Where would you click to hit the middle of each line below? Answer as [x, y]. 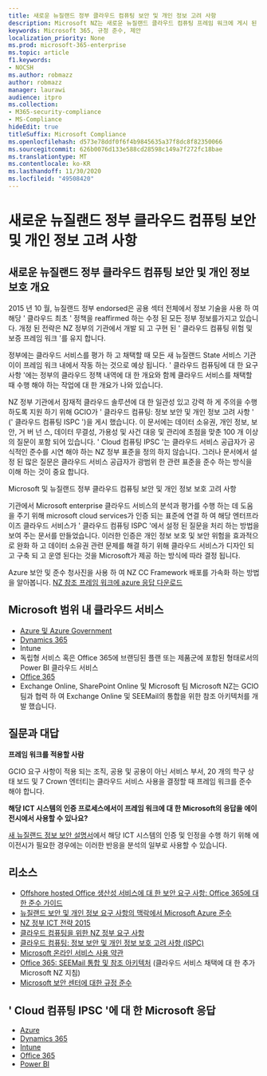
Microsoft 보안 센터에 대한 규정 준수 [76, 983]
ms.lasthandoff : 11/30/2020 [55, 171]
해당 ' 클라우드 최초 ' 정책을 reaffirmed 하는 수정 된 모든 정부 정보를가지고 [123, 318]
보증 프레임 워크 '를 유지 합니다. [57, 338]
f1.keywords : [30, 61]
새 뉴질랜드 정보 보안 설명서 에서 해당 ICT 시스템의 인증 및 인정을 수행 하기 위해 [130, 835]
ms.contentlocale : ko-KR [49, 164]
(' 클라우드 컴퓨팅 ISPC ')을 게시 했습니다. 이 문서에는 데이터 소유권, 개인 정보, [129, 422]
